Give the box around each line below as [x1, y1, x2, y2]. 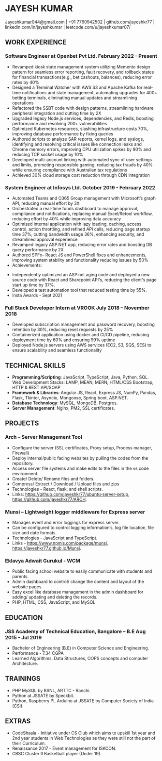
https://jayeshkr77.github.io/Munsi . [12, 546, 81, 551]
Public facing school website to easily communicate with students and [12, 568, 152, 574]
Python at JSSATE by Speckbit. [12, 693, 74, 698]
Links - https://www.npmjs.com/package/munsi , [12, 540, 108, 546]
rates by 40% [12, 79, 40, 85]
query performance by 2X [12, 247, 64, 252]
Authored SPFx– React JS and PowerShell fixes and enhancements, [12, 252, 147, 258]
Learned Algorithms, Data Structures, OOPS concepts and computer [12, 656, 148, 661]
